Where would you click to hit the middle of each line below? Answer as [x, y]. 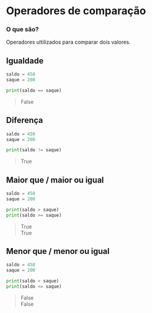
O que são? [23, 30]
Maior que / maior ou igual [55, 180]
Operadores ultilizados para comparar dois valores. [68, 42]
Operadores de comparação [76, 11]
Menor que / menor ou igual [58, 251]
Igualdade [25, 61]
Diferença [24, 120]
